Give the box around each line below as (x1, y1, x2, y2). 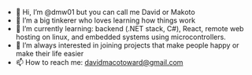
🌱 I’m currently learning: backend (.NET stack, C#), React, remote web (15, 24, 244, 33)
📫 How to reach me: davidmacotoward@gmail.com (15, 58, 183, 66)
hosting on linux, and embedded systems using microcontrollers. (15, 32, 226, 41)
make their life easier (15, 49, 84, 58)
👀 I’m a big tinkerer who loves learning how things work (15, 16, 195, 25)
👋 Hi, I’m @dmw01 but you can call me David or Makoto (15, 8, 195, 16)
